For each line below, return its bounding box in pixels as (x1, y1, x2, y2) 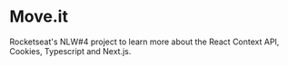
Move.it (9, 6, 68, 27)
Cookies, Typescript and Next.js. (9, 45, 132, 56)
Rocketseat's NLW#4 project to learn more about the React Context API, (9, 36, 280, 47)
